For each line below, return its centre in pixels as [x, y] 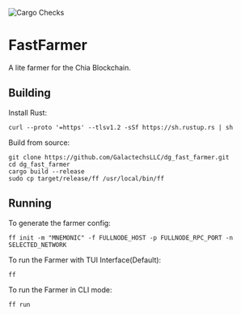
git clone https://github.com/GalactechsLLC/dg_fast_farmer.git [119, 157]
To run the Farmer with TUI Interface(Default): [85, 260]
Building [30, 93]
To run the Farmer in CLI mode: [60, 289]
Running [30, 204]
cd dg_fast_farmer [39, 164]
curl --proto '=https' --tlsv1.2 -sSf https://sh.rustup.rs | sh [120, 127]
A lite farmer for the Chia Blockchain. [70, 67]
